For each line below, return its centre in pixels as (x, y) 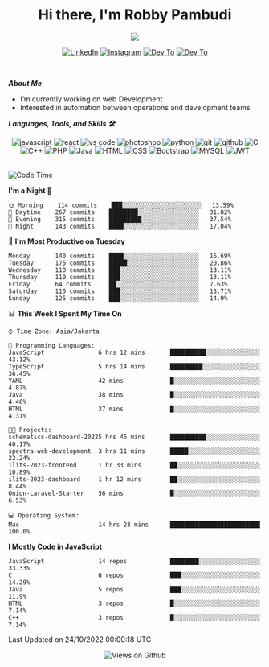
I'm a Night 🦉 (30, 190)
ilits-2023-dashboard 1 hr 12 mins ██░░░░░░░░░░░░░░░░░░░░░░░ (134, 479)
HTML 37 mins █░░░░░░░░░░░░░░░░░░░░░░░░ (134, 409)
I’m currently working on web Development (91, 99)
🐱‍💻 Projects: (30, 430)
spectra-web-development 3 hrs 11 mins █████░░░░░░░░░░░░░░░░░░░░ (134, 451)
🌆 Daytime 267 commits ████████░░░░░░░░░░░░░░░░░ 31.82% (120, 212)
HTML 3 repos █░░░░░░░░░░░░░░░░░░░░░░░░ (134, 603)
